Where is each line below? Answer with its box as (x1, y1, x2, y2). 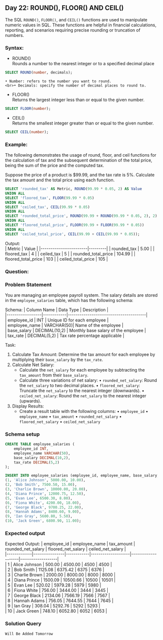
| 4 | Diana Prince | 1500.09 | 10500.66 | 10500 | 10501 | (5, 577, 116, 583)
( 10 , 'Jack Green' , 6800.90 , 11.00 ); (5, 518, 81, 523)
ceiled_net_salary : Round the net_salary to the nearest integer (19, 392, 147, 398)
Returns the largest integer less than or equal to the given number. (12, 97, 145, 103)
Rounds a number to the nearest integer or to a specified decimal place (12, 61, 154, 67)
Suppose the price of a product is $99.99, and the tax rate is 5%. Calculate (5, 172, 155, 178)
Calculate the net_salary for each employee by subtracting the (19, 367, 145, 373)
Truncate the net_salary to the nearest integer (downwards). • (19, 388, 145, 393)
